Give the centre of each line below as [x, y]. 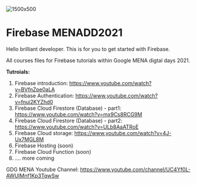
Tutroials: [18, 72]
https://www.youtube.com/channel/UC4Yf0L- [136, 169]
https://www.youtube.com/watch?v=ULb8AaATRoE [77, 127]
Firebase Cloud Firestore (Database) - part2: [68, 120]
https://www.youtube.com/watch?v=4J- [123, 133]
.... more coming [34, 158]
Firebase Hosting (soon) [44, 145]
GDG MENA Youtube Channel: [43, 169]
